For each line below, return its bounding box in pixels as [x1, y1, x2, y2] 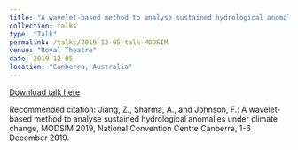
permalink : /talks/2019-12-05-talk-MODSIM [9, 37, 169, 47]
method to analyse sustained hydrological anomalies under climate [34, 113, 278, 124]
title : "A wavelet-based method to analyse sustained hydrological [9, 12, 264, 22]
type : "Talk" [9, 29, 58, 38]
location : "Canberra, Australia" [9, 63, 133, 72]
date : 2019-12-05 [9, 54, 74, 63]
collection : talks [9, 21, 77, 30]
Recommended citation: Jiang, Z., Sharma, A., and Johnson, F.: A [9, 104, 247, 114]
